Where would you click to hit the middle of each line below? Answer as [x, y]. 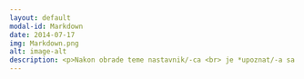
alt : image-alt [38, 52]
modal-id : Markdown [46, 26]
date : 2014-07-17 [42, 35]
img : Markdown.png [44, 43]
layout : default [40, 18]
